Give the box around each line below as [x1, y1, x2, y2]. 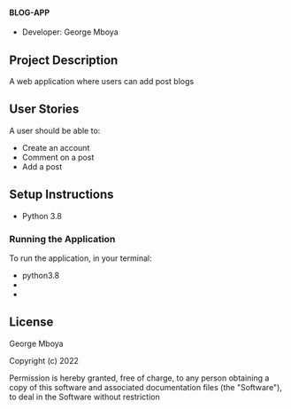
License [9, 315, 54, 330]
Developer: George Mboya [21, 27, 119, 37]
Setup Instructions [9, 187, 114, 202]
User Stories [9, 102, 80, 117]
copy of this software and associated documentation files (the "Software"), [9, 381, 283, 392]
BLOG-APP [9, 7, 50, 18]
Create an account [21, 142, 90, 153]
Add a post [21, 161, 63, 172]
